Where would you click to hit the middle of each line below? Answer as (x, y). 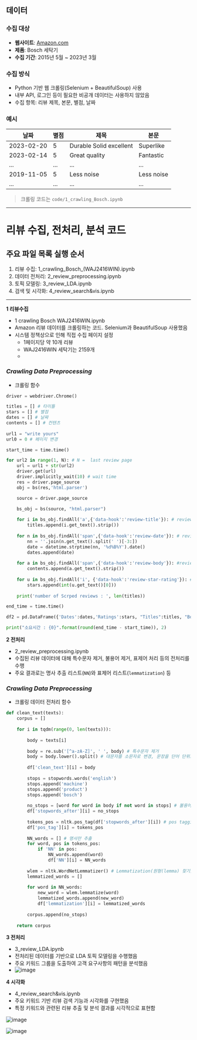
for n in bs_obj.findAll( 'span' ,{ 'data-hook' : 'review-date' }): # (98, 536)
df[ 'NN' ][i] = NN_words (77, 860)
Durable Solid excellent (101, 146)
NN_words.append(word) (76, 855)
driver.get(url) (37, 471)
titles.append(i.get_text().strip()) (73, 525)
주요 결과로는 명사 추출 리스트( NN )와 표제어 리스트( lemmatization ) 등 (93, 673)
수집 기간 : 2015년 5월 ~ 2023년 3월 (55, 57)
